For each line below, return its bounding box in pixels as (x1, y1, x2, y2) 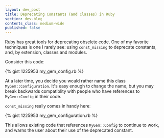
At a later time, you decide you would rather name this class (5, 78, 126, 84)
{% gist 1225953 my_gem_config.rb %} (5, 68, 84, 74)
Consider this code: (5, 59, 45, 65)
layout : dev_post (5, 7, 41, 12)
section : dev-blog (5, 16, 43, 21)
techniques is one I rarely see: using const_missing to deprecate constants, (5, 44, 157, 50)
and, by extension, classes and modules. (5, 50, 87, 55)
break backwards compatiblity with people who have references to (5, 88, 140, 94)
